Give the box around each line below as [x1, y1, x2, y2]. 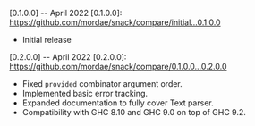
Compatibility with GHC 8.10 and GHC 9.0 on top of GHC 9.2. [21, 107, 246, 117]
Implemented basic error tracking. [21, 88, 149, 98]
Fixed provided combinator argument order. [21, 79, 183, 88]
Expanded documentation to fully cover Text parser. [21, 97, 214, 108]
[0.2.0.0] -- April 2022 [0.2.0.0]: [9, 52, 127, 62]
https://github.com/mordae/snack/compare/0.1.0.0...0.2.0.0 [9, 62, 227, 71]
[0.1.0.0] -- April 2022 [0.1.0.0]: [9, 8, 123, 18]
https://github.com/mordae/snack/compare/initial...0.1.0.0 [9, 17, 221, 28]
